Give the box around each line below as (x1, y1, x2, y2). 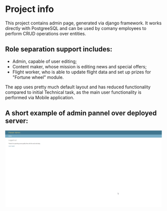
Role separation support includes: (5, 45, 113, 53)
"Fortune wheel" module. (12, 74, 64, 80)
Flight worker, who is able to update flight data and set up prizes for (12, 69, 152, 75)
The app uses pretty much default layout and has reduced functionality (5, 84, 151, 90)
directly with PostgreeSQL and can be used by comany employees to (5, 25, 147, 31)
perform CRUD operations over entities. (5, 30, 86, 36)
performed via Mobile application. (5, 94, 75, 100)
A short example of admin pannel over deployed (5, 109, 157, 118)
